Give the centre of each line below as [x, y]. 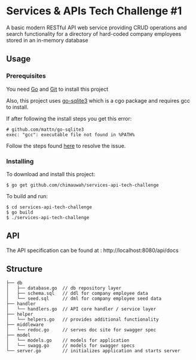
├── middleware [25, 324]
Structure [24, 269]
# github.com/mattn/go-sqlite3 [45, 130]
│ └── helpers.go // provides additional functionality [83, 319]
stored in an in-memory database [47, 40]
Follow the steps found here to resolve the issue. [66, 146]
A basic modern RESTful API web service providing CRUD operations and [97, 27]
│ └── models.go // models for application [68, 340]
